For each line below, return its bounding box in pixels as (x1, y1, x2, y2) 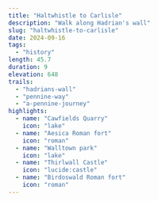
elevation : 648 (8, 70, 59, 78)
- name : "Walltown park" (15, 144, 98, 152)
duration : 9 (8, 63, 48, 71)
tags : (8, 41, 26, 49)
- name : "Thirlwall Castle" (15, 159, 109, 167)
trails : (8, 78, 34, 85)
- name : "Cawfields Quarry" (15, 115, 109, 123)
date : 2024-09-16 (8, 33, 66, 42)
